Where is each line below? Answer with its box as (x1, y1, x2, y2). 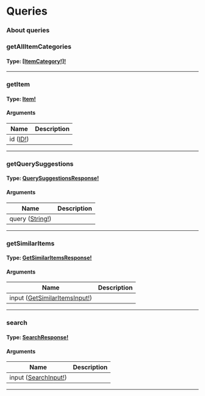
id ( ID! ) (9, 135, 29, 143)
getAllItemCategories (6, 43, 72, 51)
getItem (6, 80, 31, 89)
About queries (6, 26, 50, 35)
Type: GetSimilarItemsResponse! (6, 254, 92, 261)
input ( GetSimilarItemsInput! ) (9, 294, 93, 302)
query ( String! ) (9, 214, 52, 223)
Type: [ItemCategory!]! (6, 57, 66, 65)
